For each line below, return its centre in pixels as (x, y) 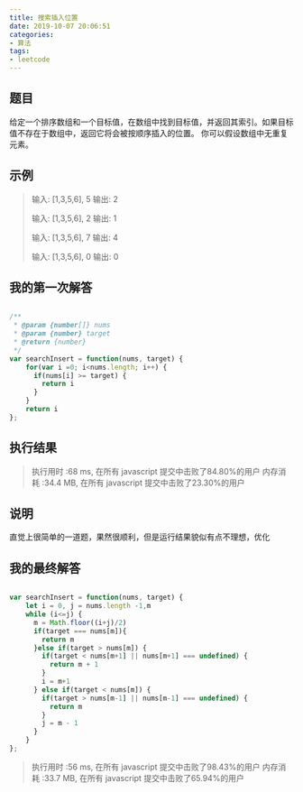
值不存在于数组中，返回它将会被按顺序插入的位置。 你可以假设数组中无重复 (149, 133)
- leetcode (30, 60)
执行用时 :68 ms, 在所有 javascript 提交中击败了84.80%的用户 (146, 471)
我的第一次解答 (51, 288)
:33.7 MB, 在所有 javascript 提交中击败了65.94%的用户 (143, 778)
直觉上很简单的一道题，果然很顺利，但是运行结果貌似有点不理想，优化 (140, 537)
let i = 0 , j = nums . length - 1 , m (88, 606)
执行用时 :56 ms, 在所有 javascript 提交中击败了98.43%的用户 (146, 767)
